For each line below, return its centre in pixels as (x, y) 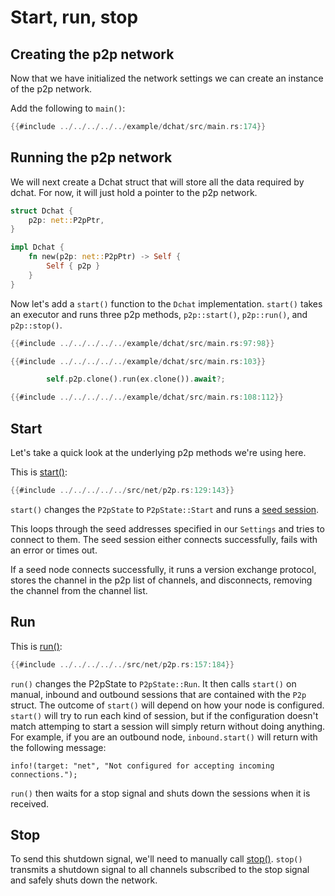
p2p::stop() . (36, 325)
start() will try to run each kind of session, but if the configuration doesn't (164, 715)
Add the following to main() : (68, 108)
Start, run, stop (74, 17)
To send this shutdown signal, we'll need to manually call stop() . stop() (156, 859)
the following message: (58, 747)
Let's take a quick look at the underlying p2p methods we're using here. (158, 452)
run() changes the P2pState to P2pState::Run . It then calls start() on (153, 683)
